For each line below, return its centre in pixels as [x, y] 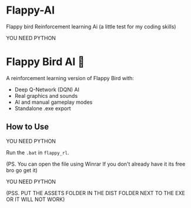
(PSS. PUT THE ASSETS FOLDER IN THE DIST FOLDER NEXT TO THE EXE [95, 193]
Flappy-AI [30, 10]
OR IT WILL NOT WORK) [36, 199]
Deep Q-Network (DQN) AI [47, 90]
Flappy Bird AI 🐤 [46, 62]
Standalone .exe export [43, 108]
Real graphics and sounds [46, 95]
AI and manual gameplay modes [53, 102]
